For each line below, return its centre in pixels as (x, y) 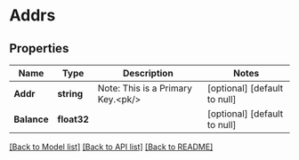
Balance (31, 119)
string (70, 94)
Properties (39, 48)
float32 (73, 119)
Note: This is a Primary (145, 88)
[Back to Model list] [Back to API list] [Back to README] (111, 147)
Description (148, 73)
